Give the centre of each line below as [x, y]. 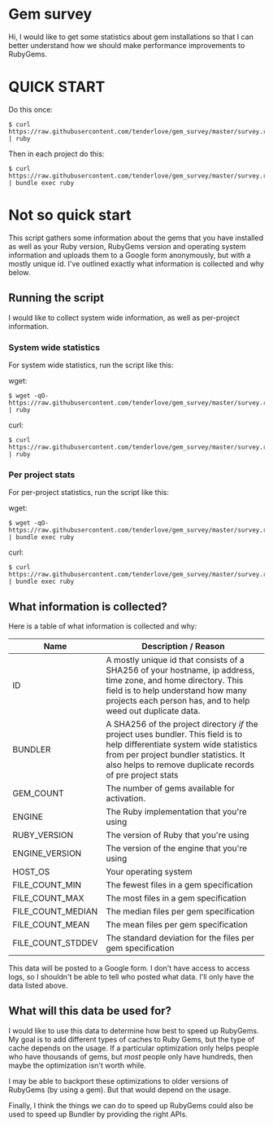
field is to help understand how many [176, 691]
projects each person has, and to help [178, 701]
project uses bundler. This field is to [174, 735]
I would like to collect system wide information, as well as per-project [124, 318]
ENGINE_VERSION [47, 853]
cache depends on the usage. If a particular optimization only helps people [134, 1048]
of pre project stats [142, 775]
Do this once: [30, 109]
